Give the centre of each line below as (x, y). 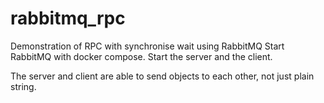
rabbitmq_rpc (68, 18)
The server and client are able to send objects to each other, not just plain (162, 76)
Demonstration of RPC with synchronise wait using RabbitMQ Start (147, 46)
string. (23, 86)
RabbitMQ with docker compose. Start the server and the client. (141, 56)
